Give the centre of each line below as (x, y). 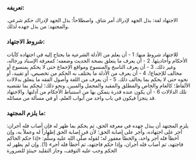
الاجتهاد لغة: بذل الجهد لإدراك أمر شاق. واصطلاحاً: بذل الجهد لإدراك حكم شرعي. (92, 20)
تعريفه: (16, 8)
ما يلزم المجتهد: (26, 113)
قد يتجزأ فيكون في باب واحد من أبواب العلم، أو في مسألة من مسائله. (81, 98)
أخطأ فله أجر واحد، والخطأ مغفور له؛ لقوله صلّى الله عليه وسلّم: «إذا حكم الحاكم (93, 138)
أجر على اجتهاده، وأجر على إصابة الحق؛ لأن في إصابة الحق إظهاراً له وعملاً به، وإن (94, 131)
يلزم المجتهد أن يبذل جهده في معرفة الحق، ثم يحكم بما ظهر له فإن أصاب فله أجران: (98, 126)
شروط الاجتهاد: (26, 41)
